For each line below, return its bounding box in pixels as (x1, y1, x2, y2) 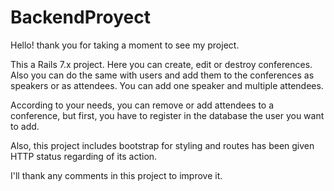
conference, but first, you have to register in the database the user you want (10, 109, 325, 121)
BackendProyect (10, 6, 151, 29)
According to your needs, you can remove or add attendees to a (10, 99, 275, 111)
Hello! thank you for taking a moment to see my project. (10, 39, 240, 51)
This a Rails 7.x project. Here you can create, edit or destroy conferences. (10, 58, 313, 70)
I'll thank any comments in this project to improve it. (10, 169, 223, 181)
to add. (10, 120, 40, 132)
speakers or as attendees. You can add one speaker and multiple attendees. (10, 79, 324, 91)
